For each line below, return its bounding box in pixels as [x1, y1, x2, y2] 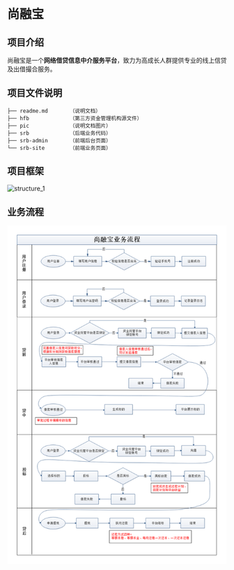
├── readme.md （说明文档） [7, 107, 101, 114]
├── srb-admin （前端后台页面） [7, 137, 111, 144]
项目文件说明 [7, 87, 63, 99]
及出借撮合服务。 [7, 65, 56, 73]
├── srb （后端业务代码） [7, 130, 111, 137]
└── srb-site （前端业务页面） [7, 144, 111, 151]
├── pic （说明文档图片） [7, 122, 111, 129]
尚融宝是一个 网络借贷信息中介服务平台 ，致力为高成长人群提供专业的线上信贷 [7, 57, 227, 64]
